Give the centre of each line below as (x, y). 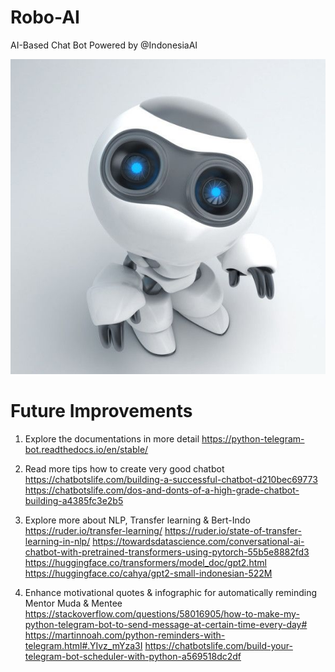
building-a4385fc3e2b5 (74, 500)
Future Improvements (101, 411)
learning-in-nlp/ (57, 541)
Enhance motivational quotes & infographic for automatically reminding (171, 592)
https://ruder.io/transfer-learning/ (93, 530)
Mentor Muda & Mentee (73, 603)
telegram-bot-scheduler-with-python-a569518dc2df (133, 656)
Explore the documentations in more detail (112, 438)
